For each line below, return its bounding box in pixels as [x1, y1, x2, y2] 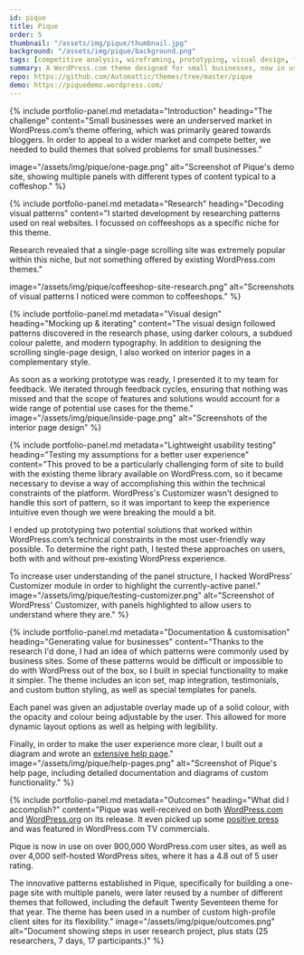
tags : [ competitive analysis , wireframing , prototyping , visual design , [9, 55, 290, 64]
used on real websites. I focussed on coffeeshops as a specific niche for [9, 217, 280, 228]
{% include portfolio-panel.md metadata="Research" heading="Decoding [9, 198, 284, 209]
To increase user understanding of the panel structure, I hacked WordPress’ [9, 571, 292, 582]
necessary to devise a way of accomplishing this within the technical [9, 477, 266, 488]
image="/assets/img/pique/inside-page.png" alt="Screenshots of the [9, 412, 268, 423]
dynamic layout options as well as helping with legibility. [9, 721, 219, 732]
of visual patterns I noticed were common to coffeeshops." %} [9, 290, 242, 301]
